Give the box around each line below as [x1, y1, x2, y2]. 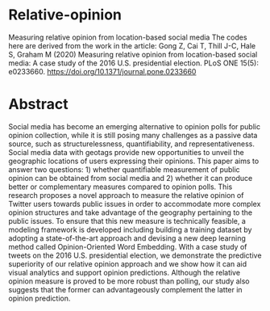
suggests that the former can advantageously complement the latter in [8, 284, 243, 294]
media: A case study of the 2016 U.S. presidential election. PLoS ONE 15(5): [8, 58, 260, 68]
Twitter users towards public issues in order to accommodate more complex [8, 199, 261, 208]
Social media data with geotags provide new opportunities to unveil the [8, 147, 244, 157]
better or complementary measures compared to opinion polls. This [8, 182, 233, 191]
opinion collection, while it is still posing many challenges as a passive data [8, 130, 258, 140]
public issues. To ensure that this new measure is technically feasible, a [8, 216, 246, 225]
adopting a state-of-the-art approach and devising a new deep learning [8, 233, 246, 243]
